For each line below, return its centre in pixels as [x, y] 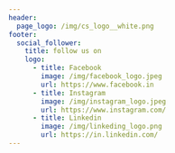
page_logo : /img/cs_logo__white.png [85, 26]
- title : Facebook [67, 68]
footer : [23, 34]
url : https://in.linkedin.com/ [100, 135]
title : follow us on [63, 51]
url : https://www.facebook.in [97, 85]
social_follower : [49, 43]
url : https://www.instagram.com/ [104, 110]
